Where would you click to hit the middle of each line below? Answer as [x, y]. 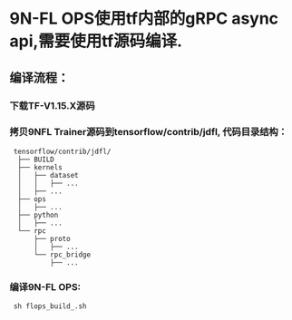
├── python [38, 215]
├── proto [52, 238]
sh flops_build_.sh [50, 306]
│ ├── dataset [48, 175]
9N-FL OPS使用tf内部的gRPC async [144, 19]
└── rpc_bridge [62, 255]
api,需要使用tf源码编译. [96, 41]
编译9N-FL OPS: [45, 286]
